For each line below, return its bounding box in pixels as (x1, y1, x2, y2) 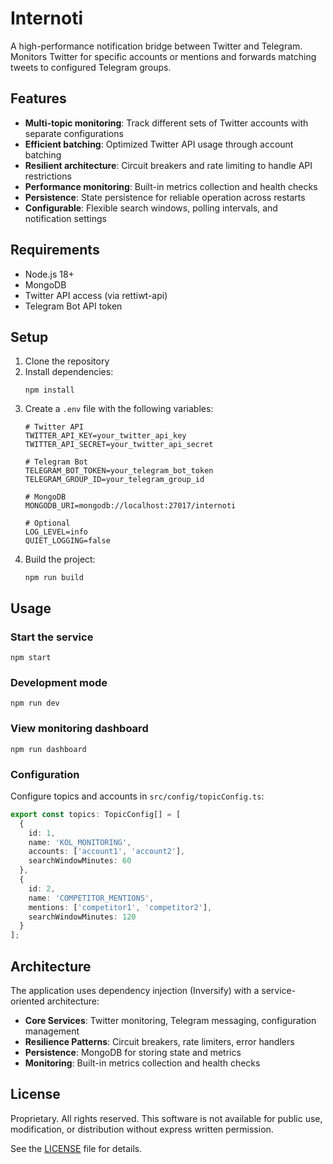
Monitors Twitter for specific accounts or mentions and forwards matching (10, 50, 317, 62)
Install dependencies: (24, 366, 114, 378)
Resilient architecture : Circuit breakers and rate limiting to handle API (24, 159, 313, 171)
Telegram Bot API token (24, 300, 123, 312)
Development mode (10, 675, 108, 689)
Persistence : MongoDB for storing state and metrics (24, 1047, 242, 1059)
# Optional (24, 518, 71, 529)
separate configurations (24, 127, 124, 139)
